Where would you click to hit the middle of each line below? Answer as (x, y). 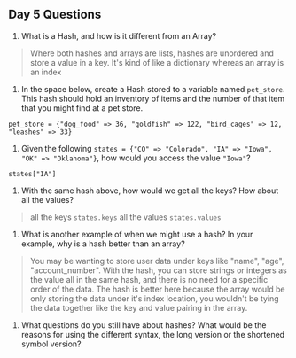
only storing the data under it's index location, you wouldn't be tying (155, 298)
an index (46, 72)
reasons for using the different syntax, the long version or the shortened (153, 334)
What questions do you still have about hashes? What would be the (144, 325)
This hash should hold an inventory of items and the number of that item (153, 98)
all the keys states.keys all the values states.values (125, 217)
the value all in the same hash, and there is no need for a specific (149, 279)
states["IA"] (32, 174)
